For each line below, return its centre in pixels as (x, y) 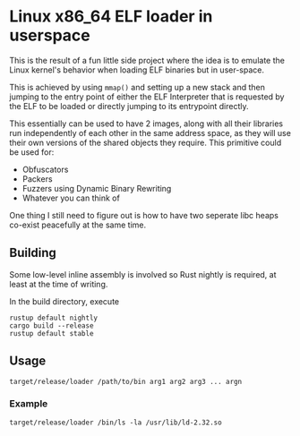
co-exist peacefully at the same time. (78, 225)
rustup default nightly (54, 318)
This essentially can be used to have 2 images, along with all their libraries (146, 124)
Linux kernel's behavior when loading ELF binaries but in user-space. (137, 70)
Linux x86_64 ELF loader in (111, 17)
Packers (37, 179)
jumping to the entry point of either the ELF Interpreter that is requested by (147, 97)
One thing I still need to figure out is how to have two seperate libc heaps (144, 215)
